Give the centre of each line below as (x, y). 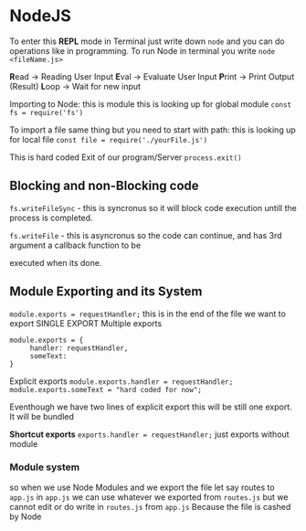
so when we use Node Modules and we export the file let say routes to (142, 487)
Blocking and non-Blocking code (104, 186)
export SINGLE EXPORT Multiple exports (86, 323)
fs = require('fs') (47, 112)
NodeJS (40, 16)
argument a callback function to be (75, 245)
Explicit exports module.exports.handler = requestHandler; (121, 381)
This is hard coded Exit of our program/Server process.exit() (126, 157)
